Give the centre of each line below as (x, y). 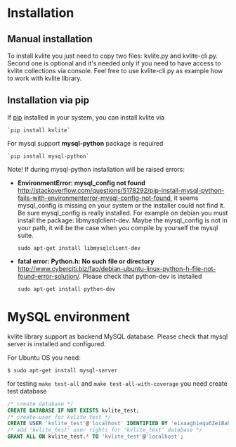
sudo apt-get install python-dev (66, 289)
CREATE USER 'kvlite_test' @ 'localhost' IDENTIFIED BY (88, 424)
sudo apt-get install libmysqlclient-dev (79, 248)
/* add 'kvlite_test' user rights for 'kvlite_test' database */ (105, 430)
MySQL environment (69, 317)
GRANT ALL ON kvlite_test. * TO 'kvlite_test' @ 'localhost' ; (96, 437)
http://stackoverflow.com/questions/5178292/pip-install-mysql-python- (121, 190)
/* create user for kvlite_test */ (59, 417)
